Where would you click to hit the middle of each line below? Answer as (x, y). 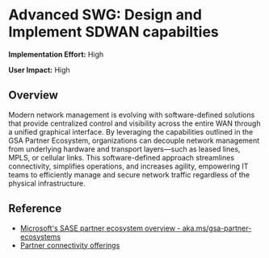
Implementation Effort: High (56, 54)
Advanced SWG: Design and (105, 15)
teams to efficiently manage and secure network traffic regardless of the (129, 174)
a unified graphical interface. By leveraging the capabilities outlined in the (131, 131)
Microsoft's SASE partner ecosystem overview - (100, 228)
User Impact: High (39, 69)
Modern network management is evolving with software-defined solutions (132, 114)
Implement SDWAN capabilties (114, 32)
